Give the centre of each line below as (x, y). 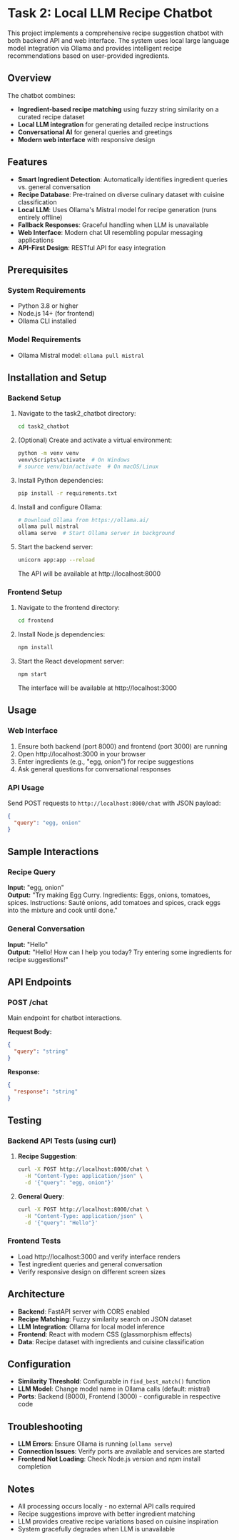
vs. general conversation (54, 186)
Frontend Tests (34, 1241)
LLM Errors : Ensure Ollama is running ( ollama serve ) (95, 1444)
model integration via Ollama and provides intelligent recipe (95, 48)
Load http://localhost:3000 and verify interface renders (99, 1256)
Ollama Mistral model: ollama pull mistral (81, 355)
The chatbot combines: (42, 95)
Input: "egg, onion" (36, 888)
